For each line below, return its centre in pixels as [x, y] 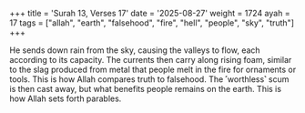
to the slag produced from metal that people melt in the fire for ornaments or [153, 69]
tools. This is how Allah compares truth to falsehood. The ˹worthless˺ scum [149, 79]
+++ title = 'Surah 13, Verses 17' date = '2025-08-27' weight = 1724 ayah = [150, 13]
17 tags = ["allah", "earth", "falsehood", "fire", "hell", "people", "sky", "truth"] [152, 23]
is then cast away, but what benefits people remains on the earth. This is [146, 89]
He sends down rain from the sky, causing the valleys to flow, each [135, 50]
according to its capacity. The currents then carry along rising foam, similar [151, 60]
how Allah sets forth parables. [66, 98]
